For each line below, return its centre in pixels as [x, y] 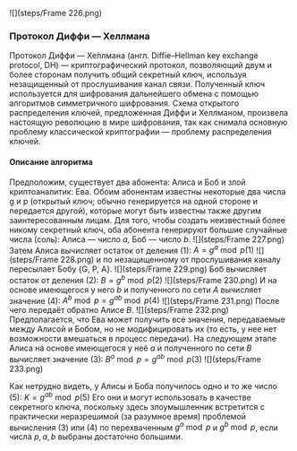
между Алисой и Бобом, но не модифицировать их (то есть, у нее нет [143, 329]
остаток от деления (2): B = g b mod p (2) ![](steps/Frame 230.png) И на [143, 279]
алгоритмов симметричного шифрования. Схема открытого [124, 103]
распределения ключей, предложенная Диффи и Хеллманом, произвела [149, 113]
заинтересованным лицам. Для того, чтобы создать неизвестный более [148, 220]
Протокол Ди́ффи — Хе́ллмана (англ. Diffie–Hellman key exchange [134, 56]
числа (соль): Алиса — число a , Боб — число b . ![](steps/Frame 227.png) [147, 239]
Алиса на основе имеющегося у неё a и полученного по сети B [131, 348]
